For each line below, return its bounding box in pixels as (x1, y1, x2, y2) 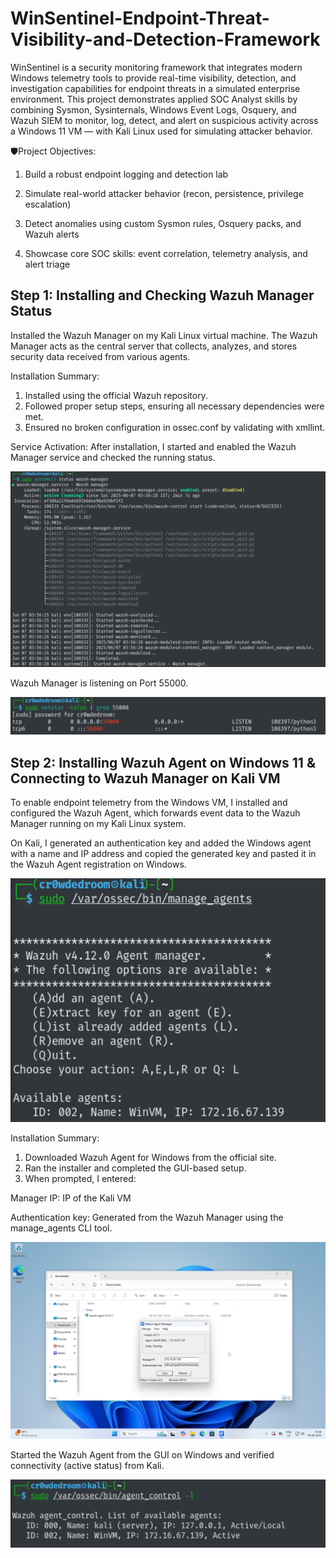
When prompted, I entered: (24, 1172, 137, 1184)
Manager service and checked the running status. (10, 451, 216, 463)
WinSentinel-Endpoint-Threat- (10, 7, 270, 30)
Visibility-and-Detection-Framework (10, 28, 321, 51)
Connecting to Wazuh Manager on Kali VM (10, 770, 281, 787)
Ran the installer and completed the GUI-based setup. (24, 1162, 247, 1174)
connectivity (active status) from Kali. (10, 1459, 165, 1471)
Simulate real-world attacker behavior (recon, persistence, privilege (24, 187, 304, 199)
